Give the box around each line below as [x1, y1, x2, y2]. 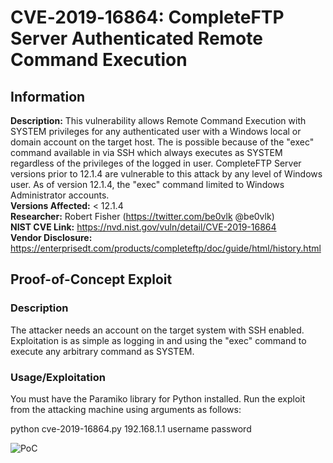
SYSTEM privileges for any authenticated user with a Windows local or [10, 126, 302, 137]
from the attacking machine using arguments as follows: [10, 403, 242, 415]
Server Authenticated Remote [10, 27, 263, 50]
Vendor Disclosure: [10, 232, 93, 243]
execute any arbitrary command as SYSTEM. [10, 345, 195, 357]
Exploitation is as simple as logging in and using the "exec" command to [10, 334, 307, 346]
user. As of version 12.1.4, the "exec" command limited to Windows [10, 179, 285, 190]
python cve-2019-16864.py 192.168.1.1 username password [10, 422, 252, 435]
